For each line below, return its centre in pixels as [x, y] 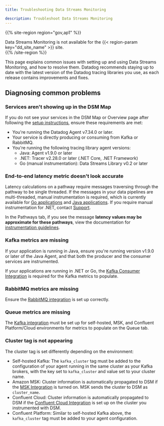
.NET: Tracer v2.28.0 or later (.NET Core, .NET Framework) [79, 158]
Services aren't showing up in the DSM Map [58, 107]
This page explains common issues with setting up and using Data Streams [81, 62]
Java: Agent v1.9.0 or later [46, 153]
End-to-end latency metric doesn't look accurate [64, 176]
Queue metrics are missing [38, 312]
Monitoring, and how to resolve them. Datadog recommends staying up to [80, 67]
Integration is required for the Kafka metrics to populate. [62, 276]
